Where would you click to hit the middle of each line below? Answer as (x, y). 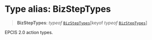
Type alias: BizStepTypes (58, 9)
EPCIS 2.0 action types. (29, 32)
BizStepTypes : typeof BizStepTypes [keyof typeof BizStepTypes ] (82, 23)
